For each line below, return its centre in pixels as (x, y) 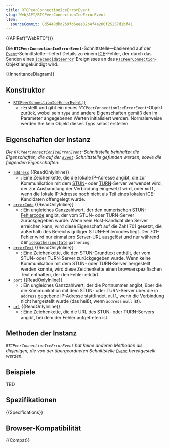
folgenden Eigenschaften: (33, 162)
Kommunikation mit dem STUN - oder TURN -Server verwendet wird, (91, 183)
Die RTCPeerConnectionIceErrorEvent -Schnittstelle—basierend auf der (78, 48)
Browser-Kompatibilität (44, 428)
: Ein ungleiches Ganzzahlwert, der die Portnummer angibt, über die (91, 285)
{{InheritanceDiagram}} (30, 74)
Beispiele (21, 372)
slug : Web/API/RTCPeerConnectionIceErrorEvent (56, 15)
